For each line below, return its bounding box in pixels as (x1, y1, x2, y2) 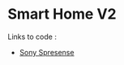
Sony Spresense (19, 47, 75, 57)
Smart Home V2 (7, 5, 117, 24)
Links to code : (7, 32, 58, 41)
